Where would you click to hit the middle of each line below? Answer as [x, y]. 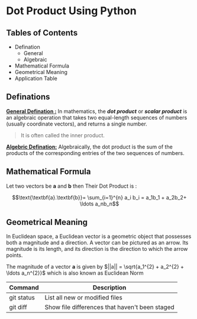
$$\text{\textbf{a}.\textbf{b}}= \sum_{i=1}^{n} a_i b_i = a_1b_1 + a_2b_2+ [99, 197]
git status [22, 298]
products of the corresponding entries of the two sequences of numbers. [95, 153]
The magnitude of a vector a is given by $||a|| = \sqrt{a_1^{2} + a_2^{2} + [95, 267]
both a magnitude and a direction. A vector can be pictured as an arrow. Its [97, 243]
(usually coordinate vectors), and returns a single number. [77, 124]
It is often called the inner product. [63, 135]
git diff [18, 307]
